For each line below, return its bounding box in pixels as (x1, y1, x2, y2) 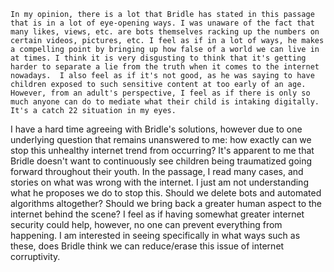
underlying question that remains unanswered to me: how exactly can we (10, 134, 312, 145)
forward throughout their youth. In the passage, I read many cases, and (10, 166, 304, 177)
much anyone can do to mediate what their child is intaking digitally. (10, 97, 320, 107)
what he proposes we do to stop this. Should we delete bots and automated (10, 187, 322, 199)
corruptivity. (10, 251, 61, 262)
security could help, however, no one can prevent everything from (10, 219, 283, 230)
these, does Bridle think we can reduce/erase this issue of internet (10, 240, 285, 252)
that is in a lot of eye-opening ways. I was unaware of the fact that (10, 18, 315, 28)
